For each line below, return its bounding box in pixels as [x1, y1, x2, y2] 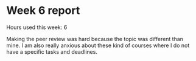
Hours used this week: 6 [6, 24, 68, 31]
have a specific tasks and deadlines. [6, 48, 97, 55]
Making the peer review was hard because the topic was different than [6, 35, 184, 42]
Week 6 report [6, 4, 80, 18]
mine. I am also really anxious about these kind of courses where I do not [6, 42, 190, 49]
